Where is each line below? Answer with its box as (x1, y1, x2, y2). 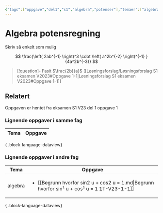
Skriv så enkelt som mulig (5, 44, 57, 50)
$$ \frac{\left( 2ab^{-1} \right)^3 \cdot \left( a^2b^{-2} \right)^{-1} (15, 53, 145, 59)
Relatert (5, 92, 30, 100)
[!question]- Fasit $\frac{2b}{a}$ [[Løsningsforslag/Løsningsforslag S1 (16, 68, 158, 74)
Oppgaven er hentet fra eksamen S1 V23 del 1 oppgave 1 (5, 105, 118, 111)
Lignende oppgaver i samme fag (5, 117, 82, 124)
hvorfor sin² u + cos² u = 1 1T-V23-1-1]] (38, 185, 134, 192)
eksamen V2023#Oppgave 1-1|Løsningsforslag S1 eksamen (16, 73, 136, 79)
